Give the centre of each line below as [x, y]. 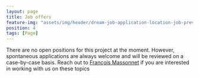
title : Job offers [29, 17]
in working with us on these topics [48, 69]
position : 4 [21, 28]
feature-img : [22, 22]
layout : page [22, 11]
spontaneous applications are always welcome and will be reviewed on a [95, 56]
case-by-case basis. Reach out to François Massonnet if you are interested [98, 63]
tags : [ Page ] [22, 33]
